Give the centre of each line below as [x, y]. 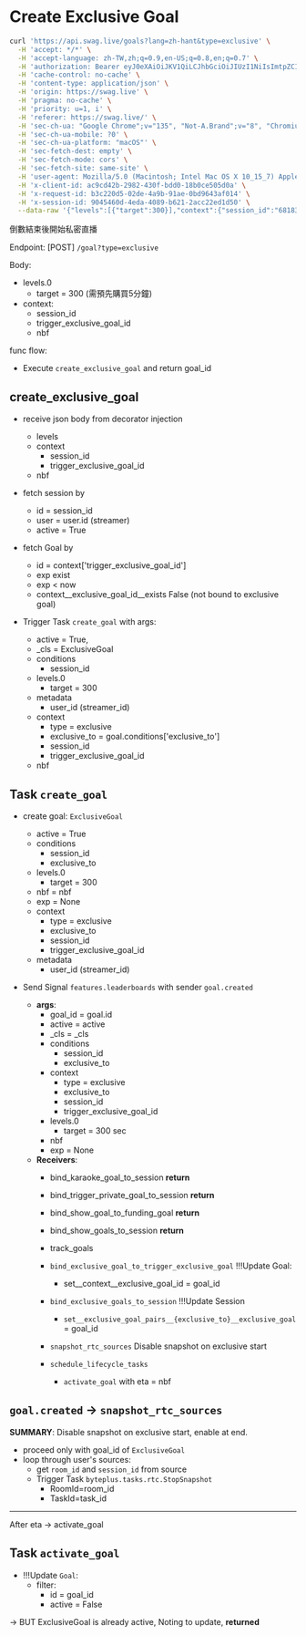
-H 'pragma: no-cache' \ [65, 101]
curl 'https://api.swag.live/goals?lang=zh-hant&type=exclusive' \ [140, 41]
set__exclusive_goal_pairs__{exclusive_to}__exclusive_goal [180, 1320]
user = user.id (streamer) [83, 521]
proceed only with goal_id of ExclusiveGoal [103, 1450]
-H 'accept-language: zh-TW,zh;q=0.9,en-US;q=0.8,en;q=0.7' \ [138, 58]
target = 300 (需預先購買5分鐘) [94, 294]
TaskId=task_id [78, 1498]
